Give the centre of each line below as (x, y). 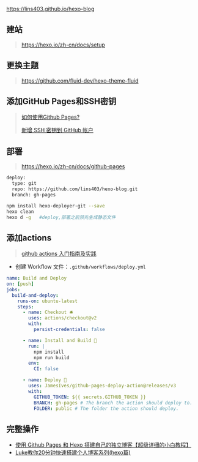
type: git (24, 184)
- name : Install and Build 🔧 (60, 340)
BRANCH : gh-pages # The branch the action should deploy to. (113, 403)
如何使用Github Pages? (50, 117)
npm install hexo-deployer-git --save (56, 206)
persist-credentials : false (69, 330)
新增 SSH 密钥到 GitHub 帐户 (57, 130)
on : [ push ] (20, 284)
